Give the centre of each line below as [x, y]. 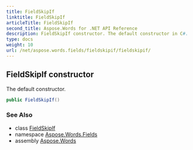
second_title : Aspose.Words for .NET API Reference [72, 28]
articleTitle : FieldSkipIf [40, 23]
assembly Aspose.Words [45, 140]
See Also [19, 115]
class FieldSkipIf [35, 128]
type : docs [20, 39]
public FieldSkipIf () [33, 100]
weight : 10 [20, 45]
